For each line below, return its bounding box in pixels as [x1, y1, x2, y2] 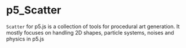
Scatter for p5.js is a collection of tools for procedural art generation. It [6, 23, 180, 30]
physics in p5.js [6, 35, 45, 42]
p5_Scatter [6, 4, 61, 17]
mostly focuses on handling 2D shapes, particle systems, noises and [6, 29, 174, 36]
